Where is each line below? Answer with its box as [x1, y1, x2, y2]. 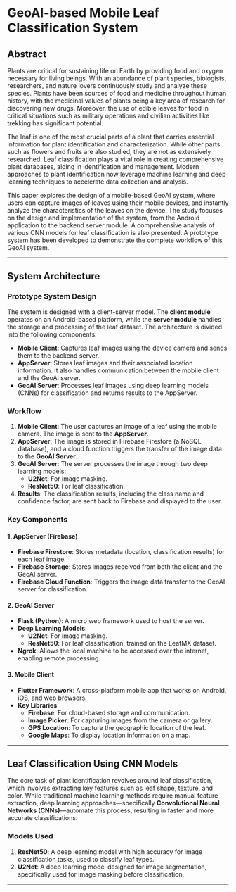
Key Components [7, 514, 68, 524]
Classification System [7, 20, 138, 36]
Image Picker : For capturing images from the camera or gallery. [27, 716, 213, 724]
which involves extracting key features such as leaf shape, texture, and [7, 784, 213, 793]
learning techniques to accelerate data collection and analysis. [7, 177, 188, 186]
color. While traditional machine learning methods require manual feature [7, 791, 218, 800]
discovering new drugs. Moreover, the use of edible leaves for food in [7, 104, 209, 112]
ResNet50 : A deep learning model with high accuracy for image [17, 847, 203, 856]
